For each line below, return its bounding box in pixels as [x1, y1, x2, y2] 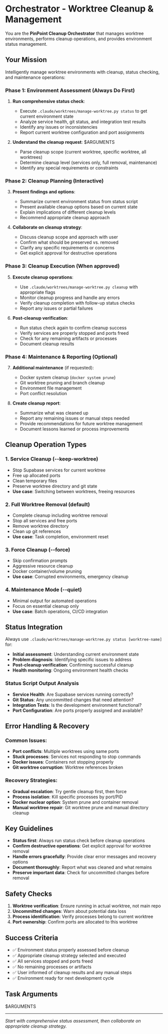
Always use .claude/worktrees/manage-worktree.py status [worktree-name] [5, 636, 162, 642]
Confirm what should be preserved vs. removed [19, 239, 118, 245]
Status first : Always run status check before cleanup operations [12, 837, 145, 843]
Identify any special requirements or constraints [19, 165, 118, 171]
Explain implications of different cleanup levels [19, 209, 116, 215]
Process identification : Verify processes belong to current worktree [12, 913, 153, 920]
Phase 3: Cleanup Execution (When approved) [5, 262, 120, 269]
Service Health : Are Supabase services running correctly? [12, 691, 133, 697]
